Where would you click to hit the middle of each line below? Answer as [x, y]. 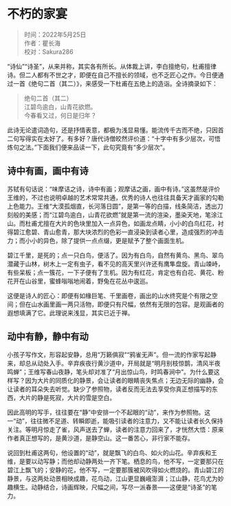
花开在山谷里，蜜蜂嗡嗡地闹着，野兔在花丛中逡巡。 [79, 281]
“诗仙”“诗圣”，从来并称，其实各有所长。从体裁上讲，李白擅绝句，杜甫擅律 [112, 66]
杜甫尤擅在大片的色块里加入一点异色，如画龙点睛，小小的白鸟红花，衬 [124, 223]
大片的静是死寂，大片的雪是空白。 [67, 397]
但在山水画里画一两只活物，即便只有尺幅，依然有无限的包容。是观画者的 [121, 304]
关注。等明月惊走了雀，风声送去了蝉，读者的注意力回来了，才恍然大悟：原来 [115, 429]
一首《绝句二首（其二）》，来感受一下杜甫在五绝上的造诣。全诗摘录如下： [115, 83]
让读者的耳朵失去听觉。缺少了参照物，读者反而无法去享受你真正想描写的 [109, 389]
